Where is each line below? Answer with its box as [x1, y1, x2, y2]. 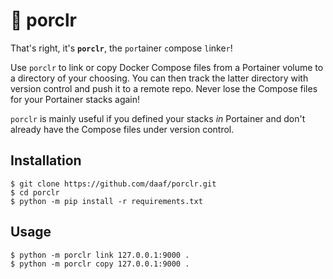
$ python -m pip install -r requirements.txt [10, 196, 203, 206]
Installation [10, 152, 82, 169]
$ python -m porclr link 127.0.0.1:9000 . [10, 250, 190, 260]
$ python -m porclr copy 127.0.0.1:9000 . [10, 259, 190, 269]
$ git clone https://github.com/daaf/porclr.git [10, 179, 217, 189]
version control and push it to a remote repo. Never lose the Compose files [10, 82, 318, 94]
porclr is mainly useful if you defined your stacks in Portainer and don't [10, 112, 306, 124]
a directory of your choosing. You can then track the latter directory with [10, 72, 309, 84]
